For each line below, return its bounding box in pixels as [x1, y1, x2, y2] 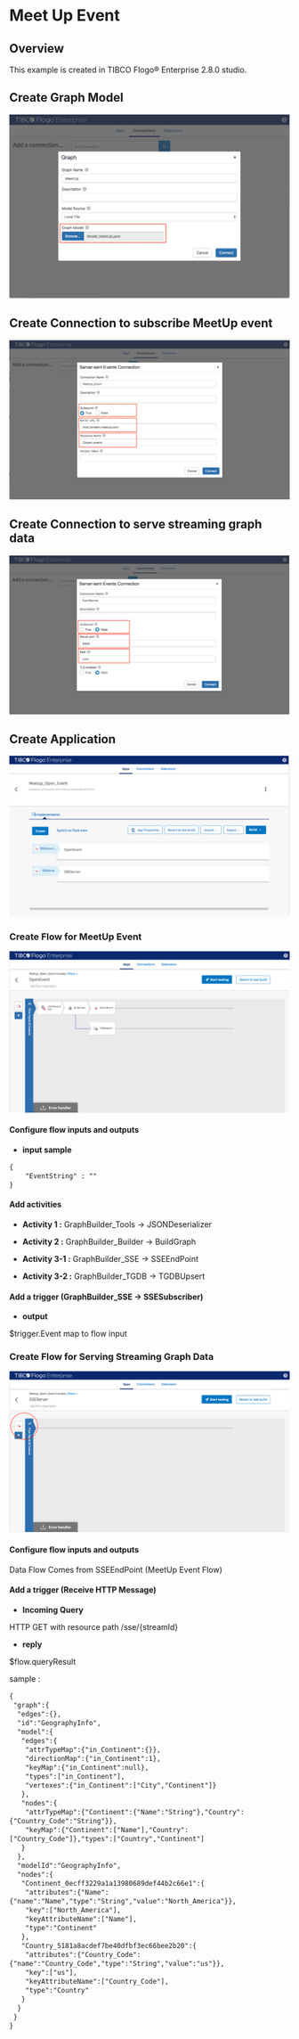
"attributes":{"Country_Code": [25, 1950, 141, 1959]
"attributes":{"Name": [25, 1888, 109, 1896]
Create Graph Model [9, 90, 124, 105]
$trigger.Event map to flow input [9, 1329, 127, 1339]
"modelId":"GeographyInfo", [17, 1861, 122, 1870]
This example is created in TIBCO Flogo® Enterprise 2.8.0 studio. [9, 64, 247, 75]
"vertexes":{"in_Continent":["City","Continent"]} [25, 1781, 217, 1789]
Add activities [9, 1200, 62, 1210]
